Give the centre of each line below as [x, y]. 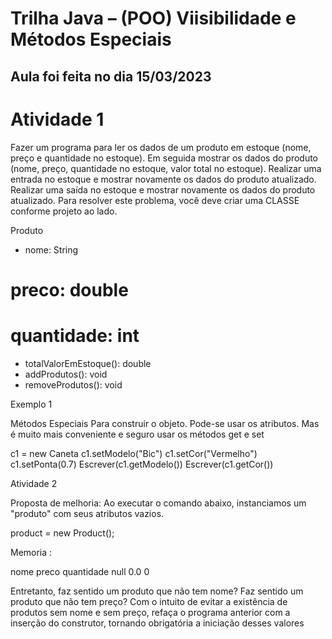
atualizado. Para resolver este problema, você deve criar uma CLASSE [155, 200]
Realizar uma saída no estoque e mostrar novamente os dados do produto [163, 189]
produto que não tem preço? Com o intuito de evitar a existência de [149, 601]
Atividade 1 [57, 119]
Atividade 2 [34, 483]
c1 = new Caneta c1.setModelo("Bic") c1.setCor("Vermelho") [134, 453]
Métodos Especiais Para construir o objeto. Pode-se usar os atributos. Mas [165, 423]
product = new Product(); [62, 533]
